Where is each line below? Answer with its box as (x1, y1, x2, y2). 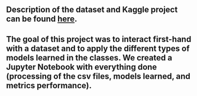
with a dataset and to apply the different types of (6, 43, 190, 53)
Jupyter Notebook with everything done (6, 62, 157, 72)
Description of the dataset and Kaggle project (6, 5, 178, 15)
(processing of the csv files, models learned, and (6, 71, 190, 81)
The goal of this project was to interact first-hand (6, 34, 192, 44)
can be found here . (6, 14, 77, 24)
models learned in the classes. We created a (6, 53, 173, 63)
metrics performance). (6, 80, 92, 91)
